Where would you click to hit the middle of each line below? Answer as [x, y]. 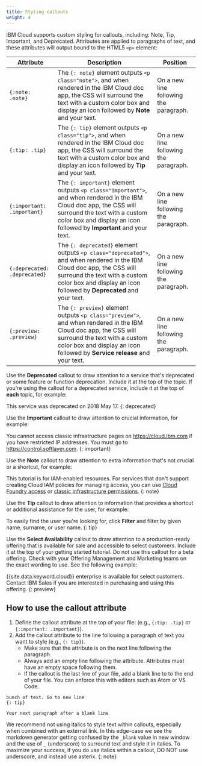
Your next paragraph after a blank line [58, 714]
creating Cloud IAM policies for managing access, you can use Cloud [92, 485]
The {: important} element [96, 183]
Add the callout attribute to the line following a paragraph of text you [99, 635]
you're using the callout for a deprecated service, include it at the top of [95, 388]
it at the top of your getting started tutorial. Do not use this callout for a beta [100, 551]
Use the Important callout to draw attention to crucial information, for [92, 418]
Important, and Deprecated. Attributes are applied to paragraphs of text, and [101, 41]
